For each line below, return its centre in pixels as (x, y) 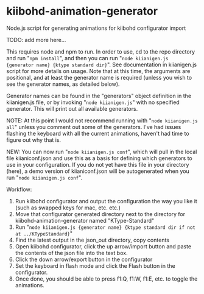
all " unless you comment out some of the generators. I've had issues (94, 127)
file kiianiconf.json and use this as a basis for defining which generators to (100, 158)
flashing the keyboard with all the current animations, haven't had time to (98, 133)
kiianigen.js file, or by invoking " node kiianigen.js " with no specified (93, 102)
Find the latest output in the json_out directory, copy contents (92, 240)
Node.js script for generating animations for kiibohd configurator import (96, 28)
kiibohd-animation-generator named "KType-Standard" (85, 220)
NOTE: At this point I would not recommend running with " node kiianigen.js (102, 121)
